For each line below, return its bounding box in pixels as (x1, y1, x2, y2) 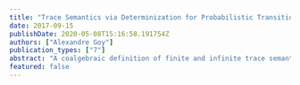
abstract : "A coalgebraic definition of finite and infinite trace (9, 54, 266, 63)
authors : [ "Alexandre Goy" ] (9, 37, 114, 47)
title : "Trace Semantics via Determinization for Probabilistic (9, 12, 254, 22)
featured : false (9, 63, 70, 72)
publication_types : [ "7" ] (9, 46, 105, 55)
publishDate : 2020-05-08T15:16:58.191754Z (9, 29, 170, 38)
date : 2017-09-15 (9, 21, 74, 30)
